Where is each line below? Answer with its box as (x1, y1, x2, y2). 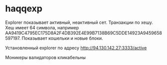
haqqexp (5, 3, 42, 14)
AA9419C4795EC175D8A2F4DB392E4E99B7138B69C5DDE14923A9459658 (5, 30, 162, 36)
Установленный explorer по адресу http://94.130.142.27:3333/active (5, 45, 147, 51)
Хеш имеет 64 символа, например (5, 24, 79, 30)
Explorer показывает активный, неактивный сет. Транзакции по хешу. (5, 19, 154, 25)
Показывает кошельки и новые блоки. (21, 35, 103, 41)
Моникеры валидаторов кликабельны (5, 54, 86, 60)
